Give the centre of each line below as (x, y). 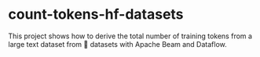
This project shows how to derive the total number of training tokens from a (130, 36)
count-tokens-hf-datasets (96, 14)
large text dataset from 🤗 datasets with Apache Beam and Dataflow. (117, 44)
